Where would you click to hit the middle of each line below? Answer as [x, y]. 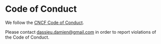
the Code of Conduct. [27, 37]
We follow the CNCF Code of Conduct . [45, 22]
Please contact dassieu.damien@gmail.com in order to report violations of [81, 32]
